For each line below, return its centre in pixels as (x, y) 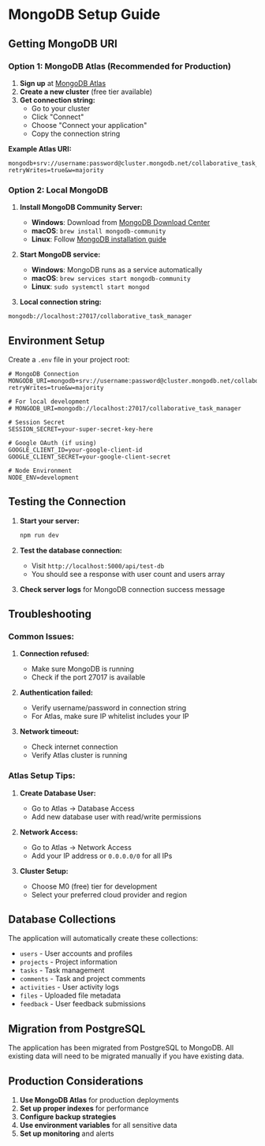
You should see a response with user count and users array (128, 574)
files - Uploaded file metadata (70, 995)
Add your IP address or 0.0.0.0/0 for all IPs (102, 856)
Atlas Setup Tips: (42, 776)
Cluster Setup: (44, 871)
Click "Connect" (58, 117)
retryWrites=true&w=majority (56, 170)
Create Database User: (58, 793)
